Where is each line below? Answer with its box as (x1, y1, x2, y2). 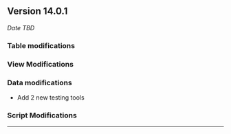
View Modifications (7, 59, 74, 69)
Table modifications (7, 41, 76, 50)
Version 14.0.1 (7, 5, 68, 17)
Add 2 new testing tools (16, 93, 85, 102)
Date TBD (7, 23, 35, 32)
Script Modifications (7, 110, 77, 120)
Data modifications (7, 78, 72, 87)
